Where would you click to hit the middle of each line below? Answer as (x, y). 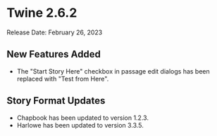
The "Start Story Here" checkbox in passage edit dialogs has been (113, 71)
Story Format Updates (56, 101)
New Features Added (54, 54)
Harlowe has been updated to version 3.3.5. (80, 125)
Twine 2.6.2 (42, 13)
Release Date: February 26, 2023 (55, 32)
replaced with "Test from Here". (63, 79)
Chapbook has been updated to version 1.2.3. (83, 118)
